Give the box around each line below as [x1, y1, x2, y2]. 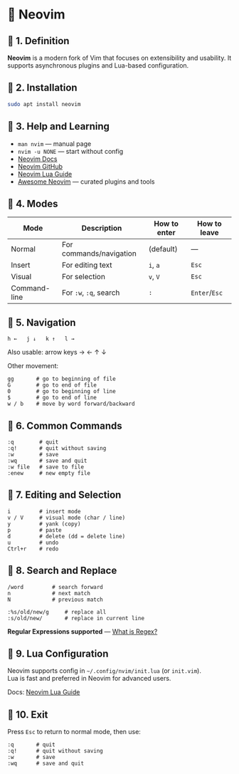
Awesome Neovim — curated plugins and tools [17, 177, 155, 186]
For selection [61, 272, 105, 282]
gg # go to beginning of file [7, 375, 116, 383]
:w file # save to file [7, 463, 84, 471]
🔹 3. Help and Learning [7, 120, 110, 132]
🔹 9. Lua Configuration [7, 647, 109, 659]
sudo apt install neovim [7, 100, 81, 108]
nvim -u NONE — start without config [17, 147, 124, 155]
